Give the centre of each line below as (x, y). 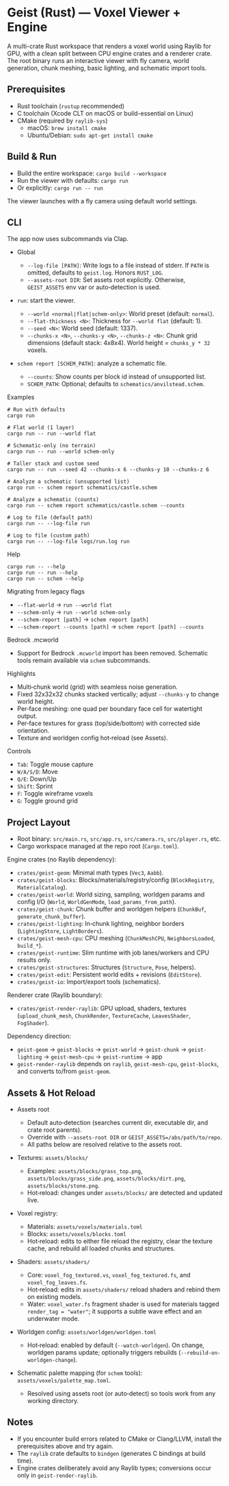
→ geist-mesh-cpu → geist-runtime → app (103, 1057)
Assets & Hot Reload (51, 1093)
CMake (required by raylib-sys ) (62, 121)
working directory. (53, 1401)
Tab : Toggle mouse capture (55, 764)
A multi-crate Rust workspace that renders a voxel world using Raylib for (109, 46)
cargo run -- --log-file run (49, 524)
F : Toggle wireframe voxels (55, 794)
